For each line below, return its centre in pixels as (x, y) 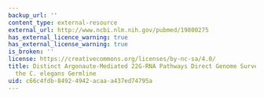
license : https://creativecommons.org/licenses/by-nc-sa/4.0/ (112, 59)
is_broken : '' (31, 52)
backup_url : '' (33, 15)
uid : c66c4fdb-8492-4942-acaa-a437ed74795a (81, 81)
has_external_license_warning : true (68, 45)
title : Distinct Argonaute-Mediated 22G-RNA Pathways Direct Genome (123, 66)
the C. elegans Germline (56, 74)
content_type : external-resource (63, 23)
